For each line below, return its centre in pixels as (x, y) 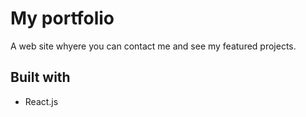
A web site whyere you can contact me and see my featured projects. (153, 46)
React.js (41, 101)
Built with (40, 77)
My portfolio (62, 18)
